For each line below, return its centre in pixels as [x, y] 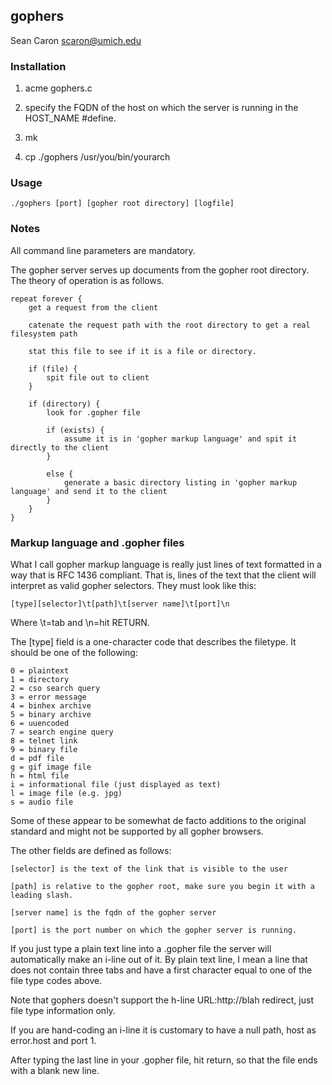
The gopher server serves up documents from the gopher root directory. [160, 270]
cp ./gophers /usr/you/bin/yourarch [97, 157]
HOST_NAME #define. [70, 118]
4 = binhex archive [51, 706]
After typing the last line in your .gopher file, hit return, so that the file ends [164, 1060]
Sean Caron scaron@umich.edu [76, 40]
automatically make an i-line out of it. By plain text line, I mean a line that [159, 959]
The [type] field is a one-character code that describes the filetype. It [153, 642]
